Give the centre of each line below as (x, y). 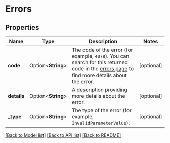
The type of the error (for (101, 110)
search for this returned (100, 62)
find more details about (99, 75)
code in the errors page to (103, 69)
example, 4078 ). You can (100, 56)
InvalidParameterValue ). (101, 123)
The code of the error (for (102, 50)
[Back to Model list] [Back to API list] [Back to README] (63, 135)
